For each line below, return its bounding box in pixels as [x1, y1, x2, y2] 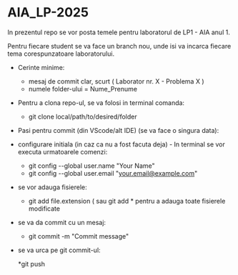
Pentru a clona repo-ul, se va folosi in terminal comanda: [17, 98, 184, 107]
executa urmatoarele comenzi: [17, 147, 108, 156]
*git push [17, 259, 45, 268]
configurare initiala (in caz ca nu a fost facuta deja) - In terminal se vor [17, 140, 225, 149]
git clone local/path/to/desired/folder [28, 112, 137, 121]
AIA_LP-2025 [7, 4, 89, 21]
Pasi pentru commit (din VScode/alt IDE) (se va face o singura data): [17, 126, 219, 134]
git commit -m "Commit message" [28, 231, 129, 240]
